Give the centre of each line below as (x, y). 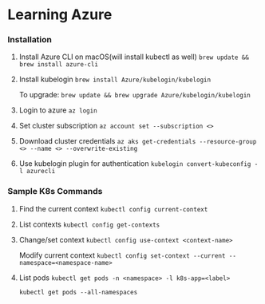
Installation (30, 40)
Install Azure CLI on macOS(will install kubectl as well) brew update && (134, 57)
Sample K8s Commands (55, 191)
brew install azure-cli (59, 65)
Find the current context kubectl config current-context (113, 208)
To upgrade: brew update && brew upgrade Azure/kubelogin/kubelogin (134, 95)
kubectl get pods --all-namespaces (78, 292)
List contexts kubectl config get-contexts (89, 224)
